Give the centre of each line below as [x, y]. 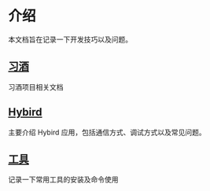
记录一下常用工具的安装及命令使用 [63, 180]
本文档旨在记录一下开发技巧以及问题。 [70, 39]
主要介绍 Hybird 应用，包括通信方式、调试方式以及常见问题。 [107, 132]
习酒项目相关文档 [36, 86]
